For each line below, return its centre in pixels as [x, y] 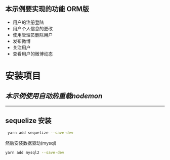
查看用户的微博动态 [33, 54]
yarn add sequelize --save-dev [40, 133]
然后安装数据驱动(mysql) [31, 143]
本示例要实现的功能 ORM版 [47, 9]
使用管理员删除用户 [33, 35]
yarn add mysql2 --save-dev [35, 152]
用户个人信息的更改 [33, 28]
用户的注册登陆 [28, 22]
